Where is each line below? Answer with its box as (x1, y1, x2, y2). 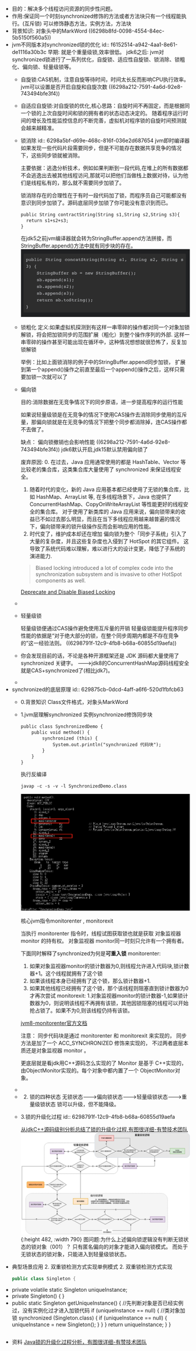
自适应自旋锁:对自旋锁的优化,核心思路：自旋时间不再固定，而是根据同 (20, 103, 190, 109)
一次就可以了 (36, 373, 68, 380)
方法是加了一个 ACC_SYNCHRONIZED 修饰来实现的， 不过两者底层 (20, 1039, 184, 1046)
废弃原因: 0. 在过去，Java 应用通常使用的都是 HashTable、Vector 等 (20, 458, 187, 465)
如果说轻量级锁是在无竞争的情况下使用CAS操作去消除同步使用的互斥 (20, 411, 188, 418)
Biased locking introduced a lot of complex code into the (35, 564, 173, 571)
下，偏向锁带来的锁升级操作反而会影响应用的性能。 (29, 523, 155, 530)
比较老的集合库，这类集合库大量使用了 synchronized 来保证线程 (20, 466, 176, 473)
